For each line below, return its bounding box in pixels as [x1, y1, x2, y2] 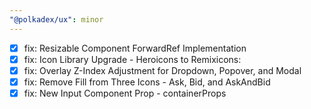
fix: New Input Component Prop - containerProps [23, 87, 227, 99]
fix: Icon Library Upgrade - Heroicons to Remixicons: [23, 53, 242, 65]
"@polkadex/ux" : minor [9, 14, 104, 25]
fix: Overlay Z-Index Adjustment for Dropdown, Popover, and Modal [23, 64, 302, 76]
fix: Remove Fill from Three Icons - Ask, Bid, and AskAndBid [23, 76, 271, 88]
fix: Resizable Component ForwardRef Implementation [23, 42, 247, 54]
